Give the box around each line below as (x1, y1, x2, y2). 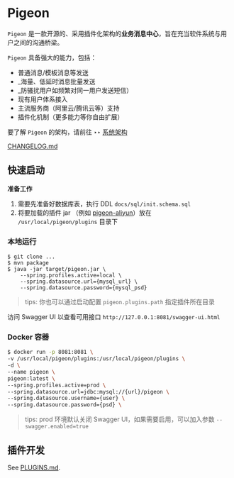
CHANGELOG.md (7, 142, 58, 150)
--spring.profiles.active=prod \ (7, 382, 106, 389)
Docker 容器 (7, 332, 50, 342)
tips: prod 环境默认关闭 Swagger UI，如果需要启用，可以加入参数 (24, 415, 215, 423)
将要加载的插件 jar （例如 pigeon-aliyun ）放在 (17, 208, 152, 217)
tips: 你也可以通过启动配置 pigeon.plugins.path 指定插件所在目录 (24, 298, 215, 306)
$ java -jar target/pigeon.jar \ (7, 266, 106, 273)
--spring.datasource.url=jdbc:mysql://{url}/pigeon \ (7, 388, 170, 395)
